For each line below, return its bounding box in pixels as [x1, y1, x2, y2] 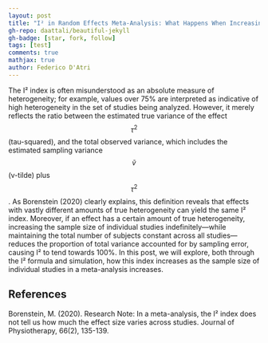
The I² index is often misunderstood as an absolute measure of [8, 85, 215, 95]
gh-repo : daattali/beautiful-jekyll [8, 26, 130, 34]
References [8, 288, 67, 302]
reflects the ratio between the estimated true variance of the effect [8, 111, 227, 120]
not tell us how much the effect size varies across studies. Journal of [8, 317, 235, 327]
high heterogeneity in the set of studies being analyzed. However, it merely [8, 102, 255, 112]
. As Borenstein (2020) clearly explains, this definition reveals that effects [8, 197, 250, 207]
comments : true [8, 49, 59, 57]
